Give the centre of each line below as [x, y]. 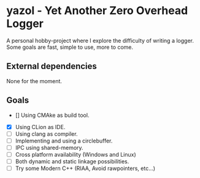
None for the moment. [34, 81]
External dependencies [52, 66]
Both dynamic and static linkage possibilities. [72, 161]
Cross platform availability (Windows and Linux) [75, 154]
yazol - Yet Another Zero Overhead [97, 11]
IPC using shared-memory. [49, 147]
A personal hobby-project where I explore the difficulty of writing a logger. [100, 40]
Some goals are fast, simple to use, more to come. [70, 47]
